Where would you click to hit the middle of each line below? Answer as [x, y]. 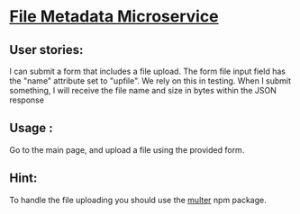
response [27, 100]
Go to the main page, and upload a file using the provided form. [127, 149]
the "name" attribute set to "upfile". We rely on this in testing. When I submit [150, 81]
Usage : [32, 128]
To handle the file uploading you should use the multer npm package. [138, 200]
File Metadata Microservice [114, 17]
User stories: [46, 50]
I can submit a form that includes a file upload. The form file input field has [148, 71]
